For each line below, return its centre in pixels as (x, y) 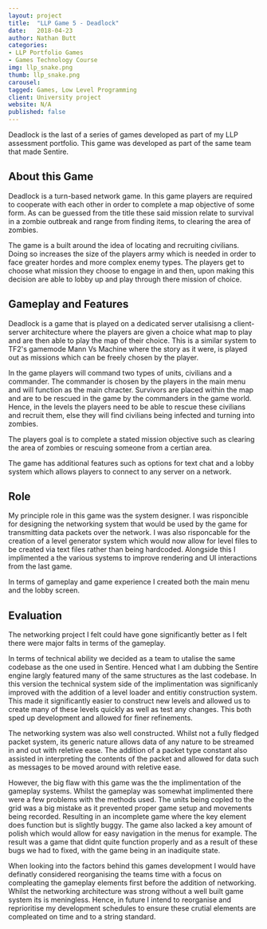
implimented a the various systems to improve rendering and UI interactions (133, 558)
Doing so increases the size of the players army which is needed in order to (132, 254)
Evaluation (35, 615)
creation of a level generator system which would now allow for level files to (133, 541)
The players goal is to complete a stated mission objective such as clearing (132, 439)
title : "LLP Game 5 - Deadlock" (64, 23)
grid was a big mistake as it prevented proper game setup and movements (130, 808)
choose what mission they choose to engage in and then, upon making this (132, 270)
